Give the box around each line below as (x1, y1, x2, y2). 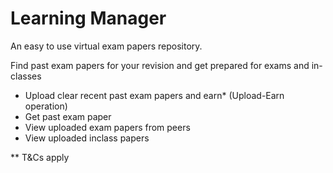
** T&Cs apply (10, 151, 70, 163)
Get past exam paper (24, 110, 112, 122)
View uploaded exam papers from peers (24, 121, 191, 133)
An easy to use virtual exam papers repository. (10, 40, 203, 52)
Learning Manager (10, 7, 167, 30)
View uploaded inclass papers (24, 132, 150, 144)
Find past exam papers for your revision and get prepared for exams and (10, 59, 310, 71)
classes (10, 70, 42, 82)
